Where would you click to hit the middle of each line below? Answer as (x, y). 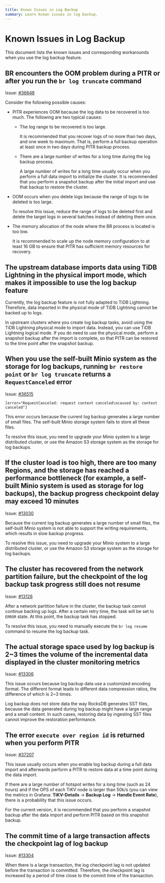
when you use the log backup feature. (44, 58)
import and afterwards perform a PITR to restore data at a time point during (81, 770)
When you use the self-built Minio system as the (81, 359)
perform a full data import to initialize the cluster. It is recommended (88, 177)
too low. (20, 232)
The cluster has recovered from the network (74, 569)
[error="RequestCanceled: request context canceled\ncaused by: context (81, 403)
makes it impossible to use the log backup (71, 283)
